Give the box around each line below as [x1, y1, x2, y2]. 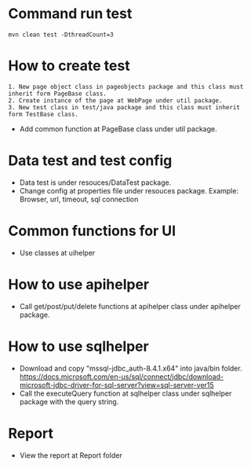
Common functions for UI [8, 222, 176, 240]
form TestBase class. [8, 110, 79, 118]
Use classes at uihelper [19, 248, 96, 257]
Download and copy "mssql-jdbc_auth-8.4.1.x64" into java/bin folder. [19, 363, 242, 373]
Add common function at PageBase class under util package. [19, 123, 217, 134]
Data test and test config [8, 152, 173, 170]
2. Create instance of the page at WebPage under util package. [8, 96, 223, 105]
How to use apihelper [8, 275, 150, 293]
